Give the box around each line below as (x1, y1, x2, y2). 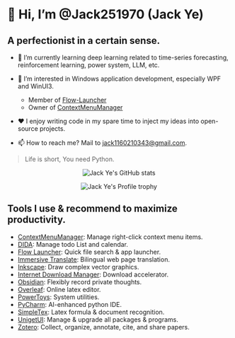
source (17, 124, 39, 133)
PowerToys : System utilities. (17, 293, 100, 301)
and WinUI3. (17, 82, 55, 91)
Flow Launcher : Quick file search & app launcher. (17, 247, 161, 256)
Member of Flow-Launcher (28, 95, 107, 104)
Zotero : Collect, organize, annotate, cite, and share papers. (17, 322, 190, 331)
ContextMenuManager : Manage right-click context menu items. (17, 233, 203, 241)
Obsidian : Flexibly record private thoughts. (17, 277, 142, 286)
